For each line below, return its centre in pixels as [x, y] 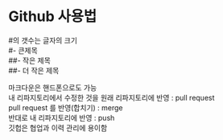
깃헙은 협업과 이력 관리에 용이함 [58, 128]
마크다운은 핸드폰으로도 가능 [53, 87]
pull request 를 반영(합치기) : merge [66, 107]
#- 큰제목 [23, 50]
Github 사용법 [53, 16]
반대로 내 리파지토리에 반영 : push [62, 117]
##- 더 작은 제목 [34, 70]
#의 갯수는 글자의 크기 [43, 40]
